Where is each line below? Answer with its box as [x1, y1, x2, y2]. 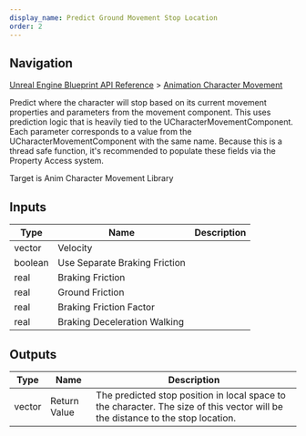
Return [49, 394, 79, 407]
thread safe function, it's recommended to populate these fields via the [9, 146, 276, 157]
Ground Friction [57, 286, 125, 299]
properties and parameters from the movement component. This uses [9, 106, 271, 118]
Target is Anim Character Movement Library [9, 173, 174, 184]
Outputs [9, 347, 57, 362]
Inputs [9, 199, 47, 215]
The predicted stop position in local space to [95, 389, 287, 401]
